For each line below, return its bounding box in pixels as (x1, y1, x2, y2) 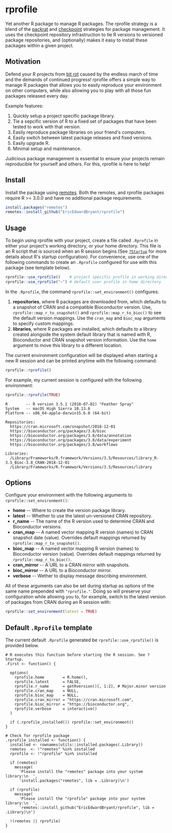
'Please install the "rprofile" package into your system (18, 796, 145, 802)
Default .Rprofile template (5, 623, 93, 632)
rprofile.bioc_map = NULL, (14, 693, 79, 698)
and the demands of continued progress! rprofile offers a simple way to (5, 76, 156, 83)
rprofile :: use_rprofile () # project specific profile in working (5, 275, 155, 280)
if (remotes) (10, 760, 38, 766)
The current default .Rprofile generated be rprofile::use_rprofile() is (5, 637, 159, 643)
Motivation (5, 58, 41, 66)
